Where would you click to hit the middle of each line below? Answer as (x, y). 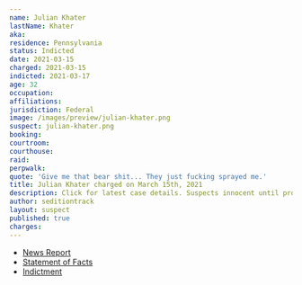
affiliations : (36, 101)
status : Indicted (42, 51)
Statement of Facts (58, 262)
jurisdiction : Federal (52, 110)
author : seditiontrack (52, 202)
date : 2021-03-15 (42, 59)
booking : (26, 135)
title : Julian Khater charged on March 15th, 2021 (106, 185)
